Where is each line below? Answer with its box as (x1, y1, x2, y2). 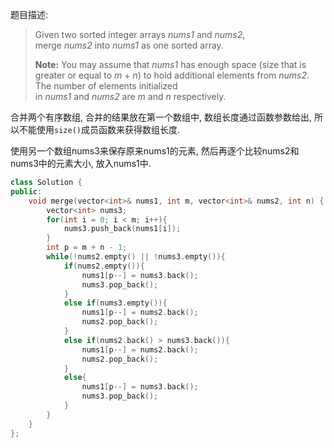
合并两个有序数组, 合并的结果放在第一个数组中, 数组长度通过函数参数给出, (10, 111, 312, 123)
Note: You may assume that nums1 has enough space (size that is (34, 59, 307, 70)
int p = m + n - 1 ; (46, 243, 128, 253)
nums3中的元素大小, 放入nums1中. (10, 158, 152, 169)
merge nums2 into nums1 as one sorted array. (34, 39, 224, 51)
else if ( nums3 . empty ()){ (63, 298, 168, 308)
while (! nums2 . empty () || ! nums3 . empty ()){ (46, 252, 226, 262)
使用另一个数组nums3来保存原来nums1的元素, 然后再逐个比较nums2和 (10, 145, 300, 157)
